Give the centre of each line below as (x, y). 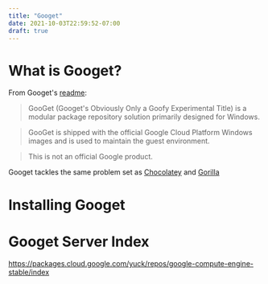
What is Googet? (65, 70)
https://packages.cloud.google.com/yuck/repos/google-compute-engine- (131, 264)
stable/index (29, 272)
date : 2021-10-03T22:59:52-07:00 (64, 23)
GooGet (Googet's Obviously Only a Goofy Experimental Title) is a (137, 109)
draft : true (28, 31)
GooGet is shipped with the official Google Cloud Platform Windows (140, 133)
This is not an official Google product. (90, 157)
